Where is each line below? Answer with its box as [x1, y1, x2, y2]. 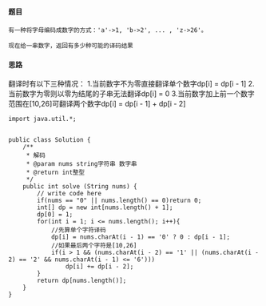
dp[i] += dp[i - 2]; [65, 263, 134, 271]
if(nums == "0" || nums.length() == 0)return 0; [37, 196, 202, 205]
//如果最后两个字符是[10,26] [50, 242, 137, 250]
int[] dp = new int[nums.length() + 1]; [37, 203, 173, 211]
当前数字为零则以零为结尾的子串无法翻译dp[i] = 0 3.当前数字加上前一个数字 [8, 89, 256, 99]
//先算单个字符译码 [50, 226, 106, 235]
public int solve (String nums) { [22, 183, 137, 191]
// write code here [37, 190, 102, 198]
